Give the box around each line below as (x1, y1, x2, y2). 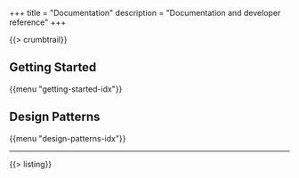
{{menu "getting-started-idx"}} (9, 84, 123, 94)
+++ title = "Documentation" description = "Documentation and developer (9, 8, 281, 18)
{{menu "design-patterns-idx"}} (9, 133, 126, 143)
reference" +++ (9, 17, 67, 28)
